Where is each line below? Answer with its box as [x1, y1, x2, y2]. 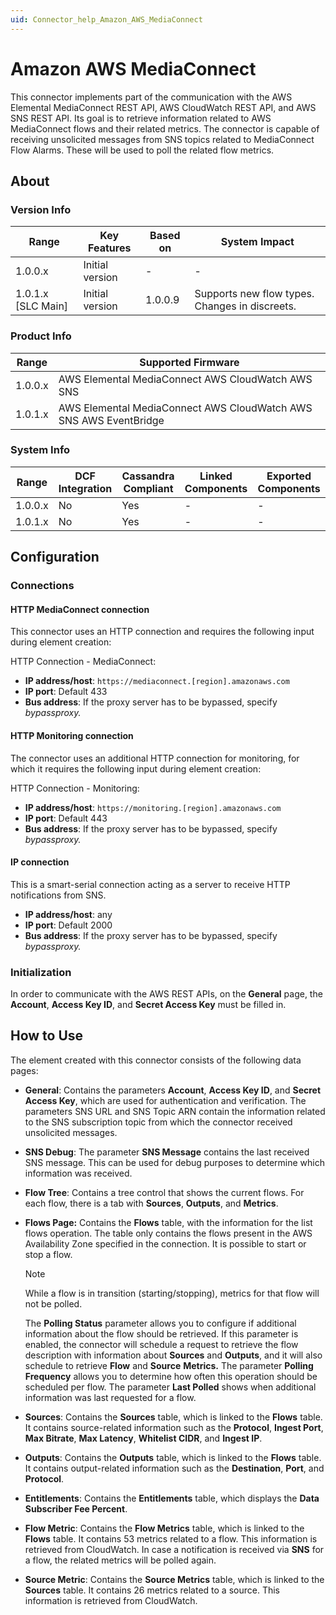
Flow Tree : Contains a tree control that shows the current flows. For [24, 1186, 305, 1198]
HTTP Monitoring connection [10, 729, 134, 741]
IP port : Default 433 [24, 686, 108, 698]
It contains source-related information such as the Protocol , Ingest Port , [24, 1421, 324, 1433]
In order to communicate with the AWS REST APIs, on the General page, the [10, 988, 323, 1000]
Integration [58, 481, 113, 495]
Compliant [123, 481, 174, 495]
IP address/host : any [24, 908, 113, 920]
